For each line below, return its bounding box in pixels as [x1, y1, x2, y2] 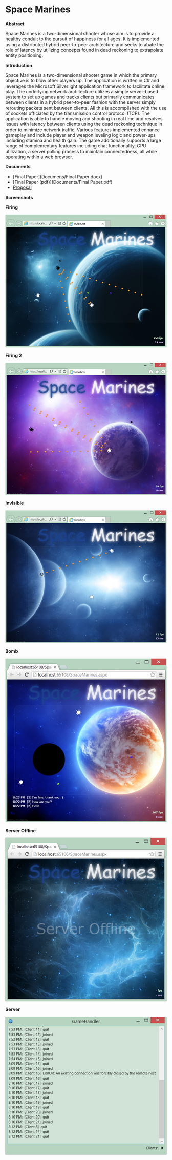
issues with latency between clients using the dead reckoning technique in [5, 121, 163, 127]
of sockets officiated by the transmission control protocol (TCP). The [5, 110, 150, 116]
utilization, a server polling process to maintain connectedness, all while [5, 148, 157, 154]
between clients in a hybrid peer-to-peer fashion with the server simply [5, 99, 156, 106]
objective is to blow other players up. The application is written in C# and [5, 77, 160, 83]
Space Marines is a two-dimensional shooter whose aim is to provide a [5, 30, 155, 36]
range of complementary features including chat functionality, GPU [5, 142, 147, 149]
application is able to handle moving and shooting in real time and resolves [5, 115, 163, 121]
